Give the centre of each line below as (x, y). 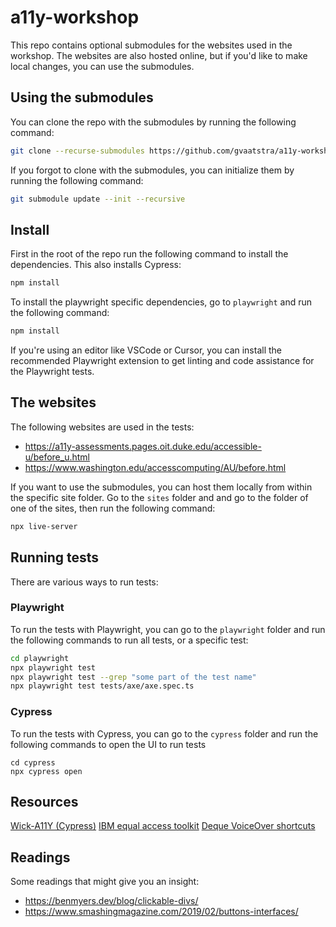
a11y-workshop (75, 17)
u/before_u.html (57, 457)
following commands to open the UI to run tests (108, 744)
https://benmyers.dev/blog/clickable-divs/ (111, 901)
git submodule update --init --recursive (98, 199)
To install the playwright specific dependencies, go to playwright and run (161, 302)
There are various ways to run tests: (84, 582)
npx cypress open (46, 771)
